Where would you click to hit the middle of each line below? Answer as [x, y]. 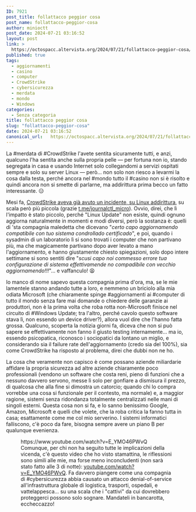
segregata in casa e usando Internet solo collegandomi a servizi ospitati [92, 166]
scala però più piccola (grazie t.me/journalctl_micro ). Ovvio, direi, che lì [92, 208]
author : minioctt [27, 28]
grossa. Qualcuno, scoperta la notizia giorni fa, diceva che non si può [89, 325]
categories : [20, 110]
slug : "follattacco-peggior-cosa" [48, 126]
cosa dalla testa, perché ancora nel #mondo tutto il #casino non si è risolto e [98, 178]
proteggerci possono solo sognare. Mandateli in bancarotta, [92, 497]
